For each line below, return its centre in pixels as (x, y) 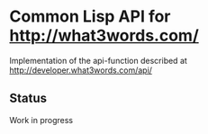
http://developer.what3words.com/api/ (81, 70)
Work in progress (41, 120)
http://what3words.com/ (104, 36)
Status (28, 98)
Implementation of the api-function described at (98, 60)
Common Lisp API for (90, 17)
